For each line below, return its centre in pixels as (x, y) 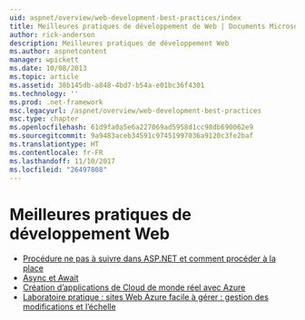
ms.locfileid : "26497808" (58, 170)
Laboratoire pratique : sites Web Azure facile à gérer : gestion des (146, 297)
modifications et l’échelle (69, 307)
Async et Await (50, 278)
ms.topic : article (44, 77)
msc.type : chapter (44, 119)
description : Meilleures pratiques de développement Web (119, 43)
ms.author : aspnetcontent (58, 52)
